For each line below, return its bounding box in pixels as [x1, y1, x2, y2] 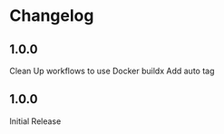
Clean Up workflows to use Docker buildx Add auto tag [9, 65, 215, 76]
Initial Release [9, 115, 62, 127]
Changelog [9, 5, 94, 26]
